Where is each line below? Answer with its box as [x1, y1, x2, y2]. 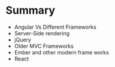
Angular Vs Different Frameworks [14, 23, 96, 31]
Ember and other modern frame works [14, 48, 109, 56]
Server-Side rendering [14, 29, 70, 36]
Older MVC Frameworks [14, 42, 74, 50]
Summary [5, 4, 55, 17]
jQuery [14, 36, 31, 43]
